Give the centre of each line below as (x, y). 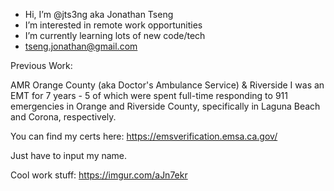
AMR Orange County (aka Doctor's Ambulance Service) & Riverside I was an (167, 85)
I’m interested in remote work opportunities (113, 25)
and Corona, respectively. (63, 117)
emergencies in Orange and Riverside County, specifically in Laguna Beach (165, 106)
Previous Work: (41, 65)
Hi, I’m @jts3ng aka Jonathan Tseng (99, 14)
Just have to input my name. (69, 155)
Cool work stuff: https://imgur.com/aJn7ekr (99, 175)
